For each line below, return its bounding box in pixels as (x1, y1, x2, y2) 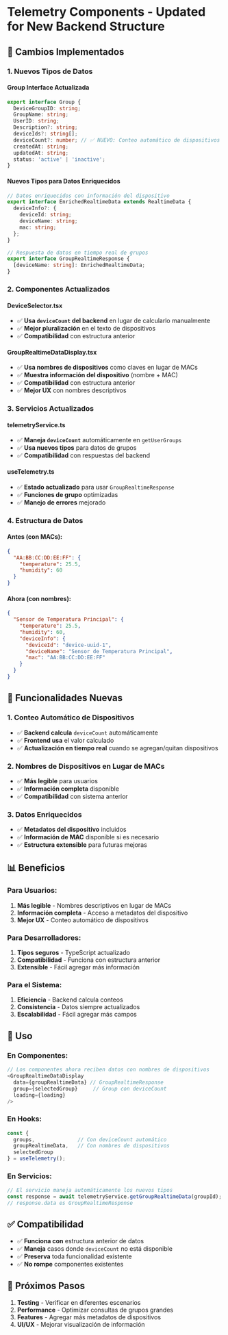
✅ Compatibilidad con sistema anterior (16, 792, 128, 800)
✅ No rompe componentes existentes (16, 1260, 124, 1268)
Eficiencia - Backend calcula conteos (16, 995, 123, 1004)
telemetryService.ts (7, 420, 66, 429)
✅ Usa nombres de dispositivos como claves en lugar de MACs (16, 364, 199, 372)
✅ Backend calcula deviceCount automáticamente (16, 728, 159, 737)
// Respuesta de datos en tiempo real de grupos (7, 249, 149, 256)
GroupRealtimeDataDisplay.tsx (7, 348, 97, 356)
